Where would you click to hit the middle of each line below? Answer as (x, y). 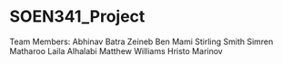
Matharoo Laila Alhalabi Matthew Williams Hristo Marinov (116, 50)
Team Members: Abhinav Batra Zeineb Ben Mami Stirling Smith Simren (141, 41)
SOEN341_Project (77, 17)
